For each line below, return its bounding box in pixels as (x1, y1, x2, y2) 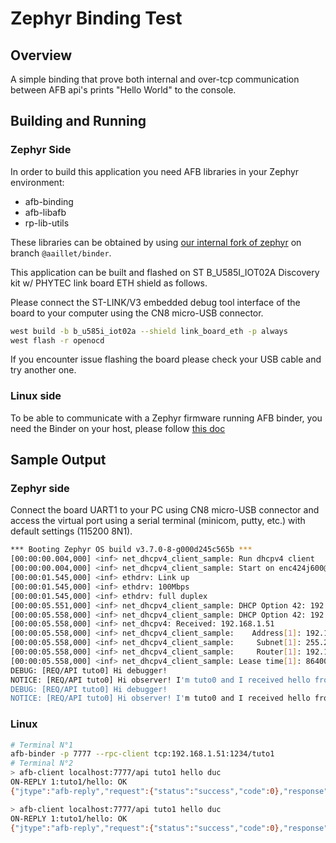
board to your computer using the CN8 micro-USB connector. (10, 307, 264, 319)
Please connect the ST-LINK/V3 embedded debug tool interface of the (10, 296, 301, 308)
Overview (10, 47, 73, 64)
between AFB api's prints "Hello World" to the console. (10, 84, 237, 96)
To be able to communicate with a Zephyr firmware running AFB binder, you (10, 412, 323, 424)
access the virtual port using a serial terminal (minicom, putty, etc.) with (10, 515, 306, 527)
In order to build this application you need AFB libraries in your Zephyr (10, 165, 300, 177)
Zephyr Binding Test (10, 7, 183, 30)
